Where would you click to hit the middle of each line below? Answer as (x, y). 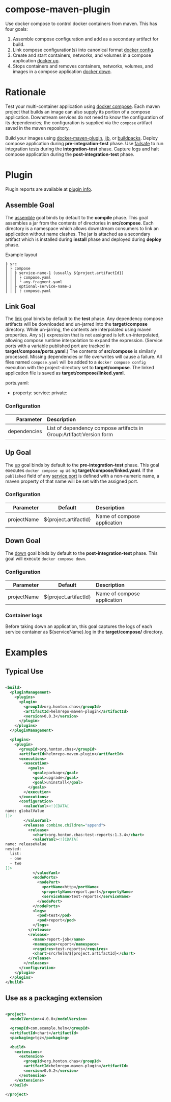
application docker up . (36, 60)
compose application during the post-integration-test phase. (70, 154)
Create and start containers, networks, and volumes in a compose (82, 55)
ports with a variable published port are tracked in (58, 346)
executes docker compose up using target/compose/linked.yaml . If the (79, 470)
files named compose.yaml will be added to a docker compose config (76, 362)
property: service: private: (40, 393)
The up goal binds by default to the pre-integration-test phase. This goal (82, 465)
